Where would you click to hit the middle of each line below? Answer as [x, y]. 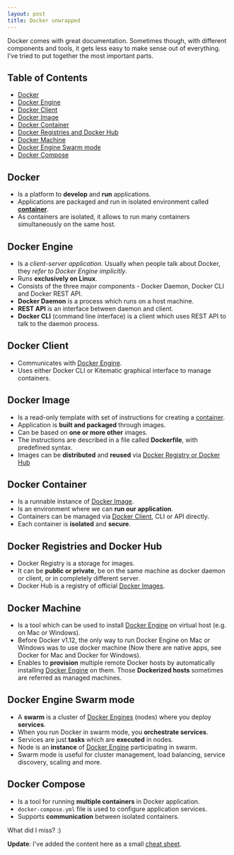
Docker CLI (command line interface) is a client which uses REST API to [122, 316]
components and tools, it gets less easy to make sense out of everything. [114, 48]
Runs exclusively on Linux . [57, 278]
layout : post [27, 14]
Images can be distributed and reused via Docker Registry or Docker [119, 455]
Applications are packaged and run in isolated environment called [113, 202]
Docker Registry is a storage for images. [76, 564]
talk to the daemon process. [58, 323]
